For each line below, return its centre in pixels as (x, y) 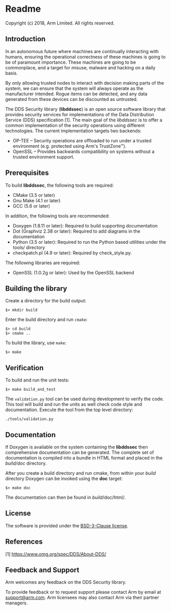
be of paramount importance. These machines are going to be (71, 62)
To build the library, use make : (36, 343)
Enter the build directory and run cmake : (46, 320)
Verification (25, 368)
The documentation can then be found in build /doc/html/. (66, 497)
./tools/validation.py (29, 419)
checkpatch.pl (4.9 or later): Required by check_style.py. (72, 252)
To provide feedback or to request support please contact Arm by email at (83, 592)
